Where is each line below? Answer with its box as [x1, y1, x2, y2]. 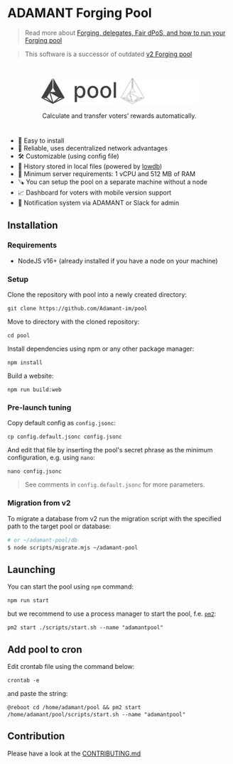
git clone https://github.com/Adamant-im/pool [7, 305, 148, 312]
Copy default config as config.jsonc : [7, 419, 116, 427]
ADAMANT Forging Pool [7, 5, 152, 21]
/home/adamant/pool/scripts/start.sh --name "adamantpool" [7, 711, 186, 719]
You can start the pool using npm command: [7, 582, 134, 591]
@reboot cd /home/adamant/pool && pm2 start [7, 704, 141, 711]
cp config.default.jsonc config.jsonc [7, 433, 122, 441]
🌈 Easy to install [17, 136, 65, 145]
